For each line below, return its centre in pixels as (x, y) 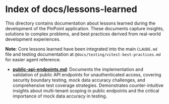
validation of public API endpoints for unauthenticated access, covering (87, 74)
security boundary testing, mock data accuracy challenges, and (79, 80)
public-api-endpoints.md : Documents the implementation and (78, 69)
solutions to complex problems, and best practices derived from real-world (83, 34)
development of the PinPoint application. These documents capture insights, (85, 28)
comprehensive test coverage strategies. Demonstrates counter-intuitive (88, 85)
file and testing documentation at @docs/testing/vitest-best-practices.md (83, 54)
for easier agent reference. (33, 59)
